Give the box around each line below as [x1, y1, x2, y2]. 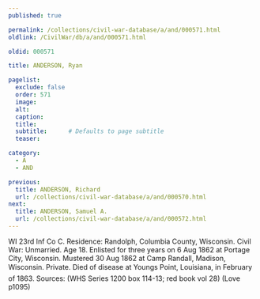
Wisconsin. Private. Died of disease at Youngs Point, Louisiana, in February [8, 262, 253, 271]
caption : [15, 112, 44, 121]
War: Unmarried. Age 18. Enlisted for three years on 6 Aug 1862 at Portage [8, 244, 251, 254]
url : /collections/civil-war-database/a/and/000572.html [15, 215, 207, 223]
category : [8, 149, 41, 157]
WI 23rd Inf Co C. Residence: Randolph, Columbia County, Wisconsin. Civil [8, 237, 251, 246]
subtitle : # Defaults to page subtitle [15, 127, 164, 135]
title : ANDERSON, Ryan [8, 62, 83, 70]
